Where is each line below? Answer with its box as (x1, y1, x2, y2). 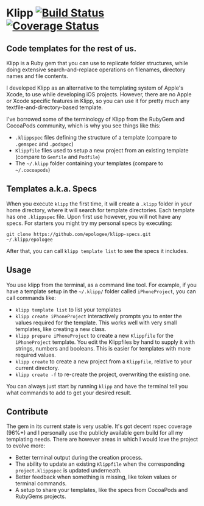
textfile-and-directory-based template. (6, 104, 104, 111)
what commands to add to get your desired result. (6, 389, 132, 396)
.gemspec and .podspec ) (15, 140, 74, 148)
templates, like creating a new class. (15, 325, 107, 332)
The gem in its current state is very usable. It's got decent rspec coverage (6, 422, 192, 430)
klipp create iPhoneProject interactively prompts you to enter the (15, 312, 183, 319)
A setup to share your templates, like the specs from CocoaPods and (15, 486, 188, 494)
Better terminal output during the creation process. (15, 454, 143, 461)
